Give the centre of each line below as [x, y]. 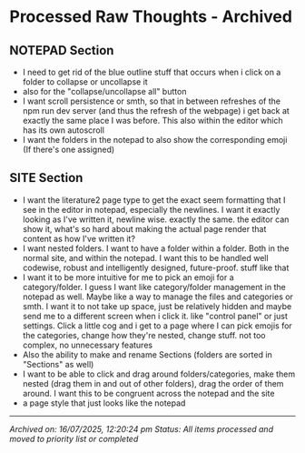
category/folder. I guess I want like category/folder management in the [154, 287]
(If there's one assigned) [69, 149]
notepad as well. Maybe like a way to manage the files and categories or [157, 297]
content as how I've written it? [79, 238]
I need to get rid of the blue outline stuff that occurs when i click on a [152, 72]
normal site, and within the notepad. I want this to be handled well [146, 257]
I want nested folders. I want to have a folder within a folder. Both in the [156, 248]
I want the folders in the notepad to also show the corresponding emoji [155, 140]
